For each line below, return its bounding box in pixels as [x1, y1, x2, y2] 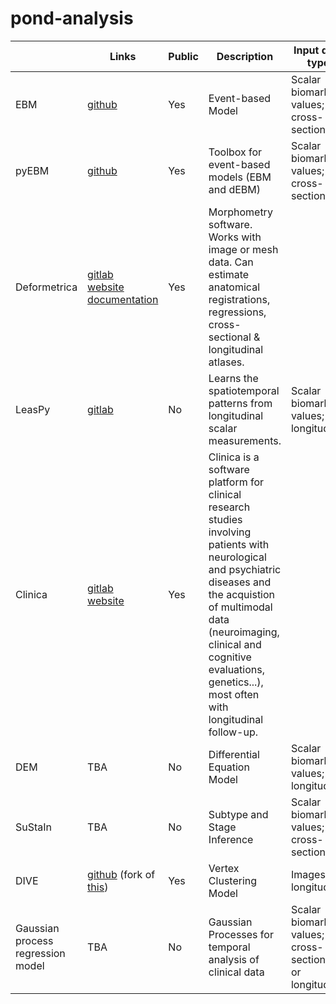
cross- [208, 317, 242, 331]
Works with [208, 230, 262, 244]
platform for [208, 475, 265, 489]
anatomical [208, 280, 260, 294]
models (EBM [208, 170, 272, 184]
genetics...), [208, 675, 264, 689]
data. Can [208, 255, 254, 269]
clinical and [208, 637, 262, 651]
